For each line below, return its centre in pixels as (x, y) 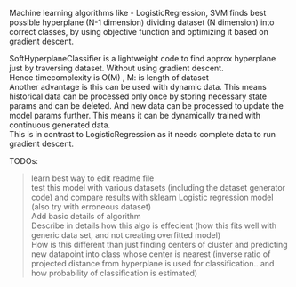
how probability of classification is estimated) (114, 273)
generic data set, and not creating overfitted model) (126, 235)
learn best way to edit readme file (92, 178)
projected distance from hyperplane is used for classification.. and (152, 263)
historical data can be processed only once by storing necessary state (138, 96)
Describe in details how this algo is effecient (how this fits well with (154, 225)
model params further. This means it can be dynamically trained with (135, 115)
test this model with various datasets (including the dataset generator (158, 188)
